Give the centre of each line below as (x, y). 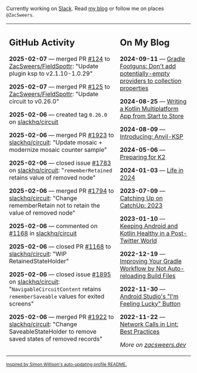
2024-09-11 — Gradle (153, 59)
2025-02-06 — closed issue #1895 (60, 274)
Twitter (130, 240)
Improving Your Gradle (151, 261)
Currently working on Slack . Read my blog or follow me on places (85, 9)
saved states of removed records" (56, 338)
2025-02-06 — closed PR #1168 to (60, 246)
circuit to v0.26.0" (34, 101)
